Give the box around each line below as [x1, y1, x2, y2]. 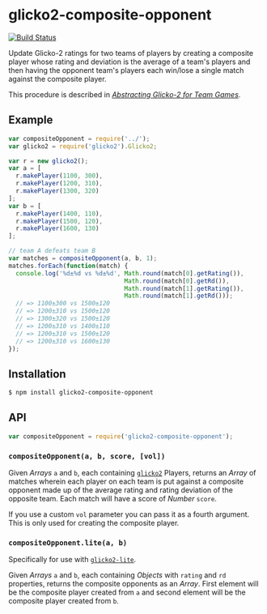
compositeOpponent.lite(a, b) [8, 538, 128, 548]
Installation [8, 367, 66, 381]
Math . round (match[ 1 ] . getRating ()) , [124, 284, 244, 292]
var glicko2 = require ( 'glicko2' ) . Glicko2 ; [8, 142, 158, 151]
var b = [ [8, 202, 42, 210]
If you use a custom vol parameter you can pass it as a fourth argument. [8, 510, 250, 519]
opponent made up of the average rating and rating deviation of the [8, 485, 233, 495]
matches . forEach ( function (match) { [8, 262, 129, 270]
